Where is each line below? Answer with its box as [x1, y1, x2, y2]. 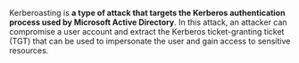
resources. [9, 45, 49, 56]
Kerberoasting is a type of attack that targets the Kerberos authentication [9, 8, 286, 18]
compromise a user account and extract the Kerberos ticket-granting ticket [9, 27, 285, 36]
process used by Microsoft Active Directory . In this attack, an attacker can [9, 17, 287, 28]
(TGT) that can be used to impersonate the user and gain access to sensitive [9, 35, 291, 46]
